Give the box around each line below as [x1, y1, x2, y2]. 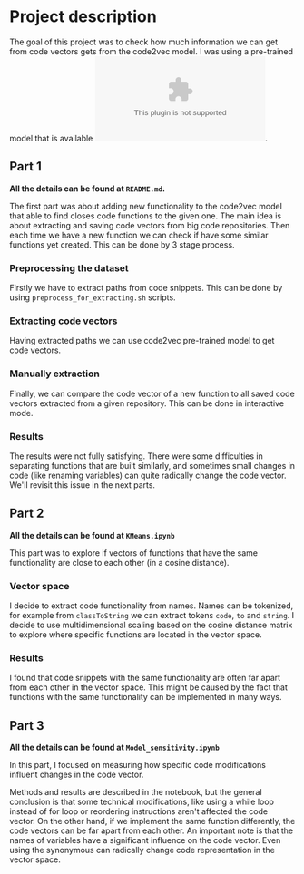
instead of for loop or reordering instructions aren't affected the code [9, 806, 269, 817]
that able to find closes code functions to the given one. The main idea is [9, 210, 282, 221]
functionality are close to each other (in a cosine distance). [9, 557, 230, 568]
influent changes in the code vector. [9, 769, 144, 781]
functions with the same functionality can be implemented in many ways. [9, 692, 283, 703]
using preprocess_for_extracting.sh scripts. [9, 292, 176, 303]
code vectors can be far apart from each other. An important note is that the [9, 825, 294, 836]
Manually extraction [9, 367, 100, 380]
